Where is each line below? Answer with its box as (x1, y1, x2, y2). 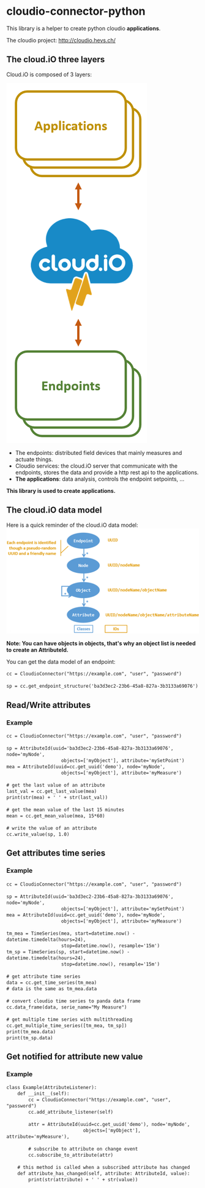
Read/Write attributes (6, 699, 91, 710)
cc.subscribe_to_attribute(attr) (28, 1152, 114, 1158)
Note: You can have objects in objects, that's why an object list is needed (6, 640, 196, 647)
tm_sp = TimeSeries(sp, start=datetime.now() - (6, 948, 130, 955)
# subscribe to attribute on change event (28, 1146, 138, 1152)
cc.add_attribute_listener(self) (28, 1109, 114, 1115)
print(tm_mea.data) (6, 1028, 56, 1035)
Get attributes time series (6, 848, 106, 859)
